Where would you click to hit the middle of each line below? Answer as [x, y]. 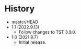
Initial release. [32, 42]
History [20, 9]
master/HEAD [25, 22]
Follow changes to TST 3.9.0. [47, 32]
